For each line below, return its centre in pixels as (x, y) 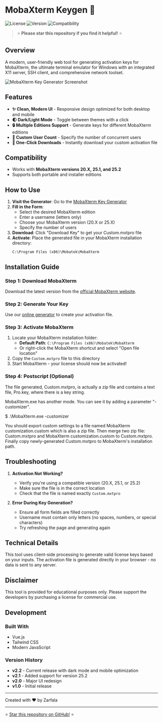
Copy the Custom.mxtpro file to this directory (56, 359)
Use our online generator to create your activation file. (59, 315)
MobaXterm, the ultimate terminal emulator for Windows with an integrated (80, 67)
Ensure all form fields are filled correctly (59, 512)
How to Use (23, 190)
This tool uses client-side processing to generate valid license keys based (79, 554)
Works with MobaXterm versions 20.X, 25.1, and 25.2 (66, 170)
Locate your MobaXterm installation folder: (55, 338)
